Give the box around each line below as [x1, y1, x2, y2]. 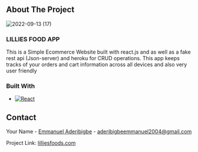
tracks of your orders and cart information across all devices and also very [6, 61, 187, 68]
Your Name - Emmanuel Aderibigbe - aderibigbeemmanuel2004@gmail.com [6, 128, 192, 135]
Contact [6, 112, 37, 123]
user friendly [6, 67, 37, 74]
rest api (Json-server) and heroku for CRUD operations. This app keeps [6, 55, 180, 62]
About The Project [6, 5, 75, 15]
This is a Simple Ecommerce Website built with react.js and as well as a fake [6, 48, 191, 55]
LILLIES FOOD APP [6, 35, 60, 43]
